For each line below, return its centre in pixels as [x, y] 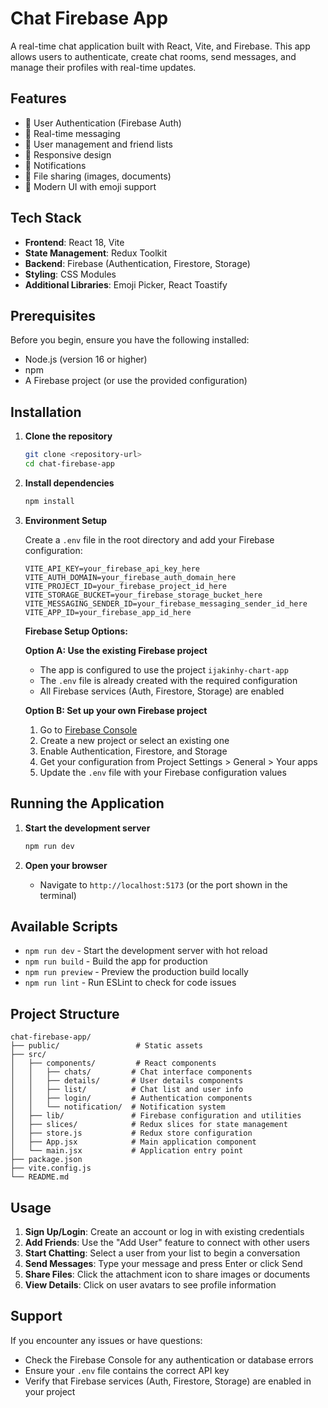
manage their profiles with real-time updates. [103, 67]
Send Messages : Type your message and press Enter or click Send [163, 1263]
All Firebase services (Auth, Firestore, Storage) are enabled [162, 691]
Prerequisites [53, 315]
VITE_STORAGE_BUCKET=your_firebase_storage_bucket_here [143, 595]
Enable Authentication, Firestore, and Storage [133, 751]
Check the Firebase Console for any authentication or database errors [169, 1359]
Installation [46, 412]
